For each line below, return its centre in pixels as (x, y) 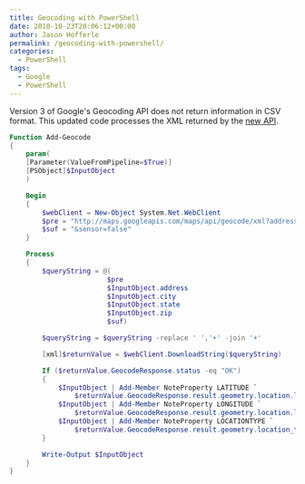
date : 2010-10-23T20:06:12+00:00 (73, 26)
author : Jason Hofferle (54, 34)
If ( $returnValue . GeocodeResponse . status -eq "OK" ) (142, 371)
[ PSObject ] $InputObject (71, 171)
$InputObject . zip (139, 314)
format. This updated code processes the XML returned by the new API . (144, 121)
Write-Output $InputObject (93, 454)
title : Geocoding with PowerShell (75, 18)
